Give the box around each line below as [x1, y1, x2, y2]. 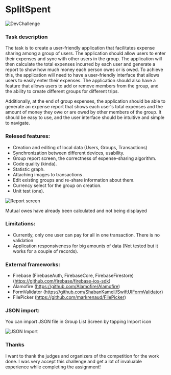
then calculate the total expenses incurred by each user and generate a [5, 61, 156, 67]
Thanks [5, 341, 25, 348]
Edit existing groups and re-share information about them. [12, 177, 135, 183]
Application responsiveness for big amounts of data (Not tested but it [12, 243, 158, 249]
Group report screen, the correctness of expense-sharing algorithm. [12, 155, 157, 161]
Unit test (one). [12, 188, 44, 194]
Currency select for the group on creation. [12, 182, 102, 189]
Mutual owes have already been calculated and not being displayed [5, 207, 147, 214]
